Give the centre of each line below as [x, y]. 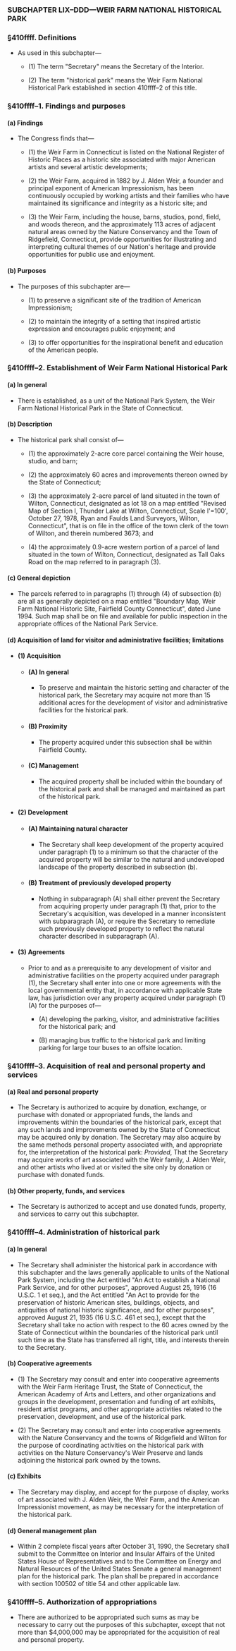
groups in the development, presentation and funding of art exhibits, [117, 1401]
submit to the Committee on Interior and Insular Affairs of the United [116, 1554]
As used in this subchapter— [60, 53]
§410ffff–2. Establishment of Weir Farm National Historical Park [117, 368]
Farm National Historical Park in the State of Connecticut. [100, 408]
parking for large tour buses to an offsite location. [111, 1048]
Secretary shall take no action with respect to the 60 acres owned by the [123, 1324]
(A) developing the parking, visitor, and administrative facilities [129, 1019]
